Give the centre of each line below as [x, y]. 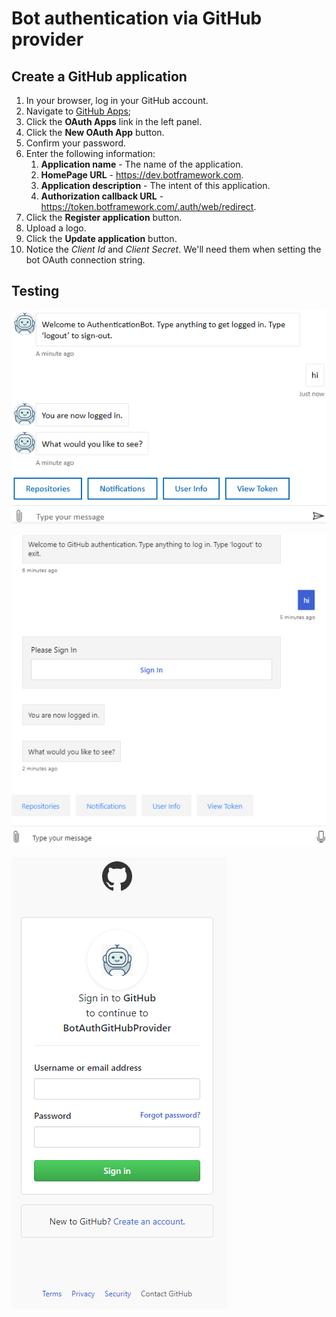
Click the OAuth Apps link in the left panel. [114, 121]
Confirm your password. [76, 143]
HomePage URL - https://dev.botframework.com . [142, 175]
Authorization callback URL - [102, 196]
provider [47, 39]
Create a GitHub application [99, 76]
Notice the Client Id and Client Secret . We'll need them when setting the [173, 249]
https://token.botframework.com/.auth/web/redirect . [148, 206]
